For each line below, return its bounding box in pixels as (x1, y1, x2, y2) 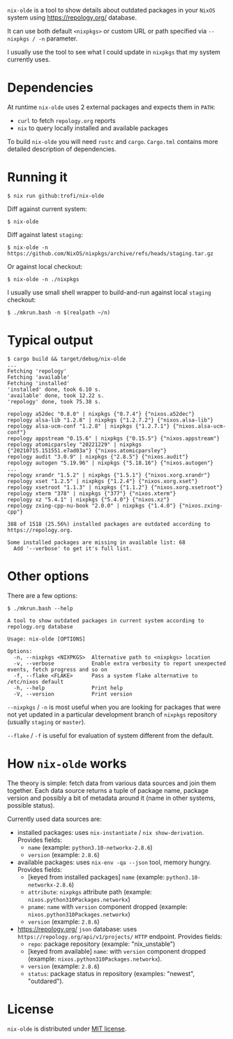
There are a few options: (7, 591, 78, 600)
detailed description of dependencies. (7, 145, 116, 153)
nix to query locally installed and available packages (17, 124, 169, 132)
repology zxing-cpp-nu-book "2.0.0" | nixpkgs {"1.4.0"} (7, 502, 176, 509)
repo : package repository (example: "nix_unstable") (27, 940, 176, 948)
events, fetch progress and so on (7, 666, 108, 673)
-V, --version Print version (13, 690, 133, 698)
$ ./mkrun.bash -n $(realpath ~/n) (7, 309, 111, 316)
